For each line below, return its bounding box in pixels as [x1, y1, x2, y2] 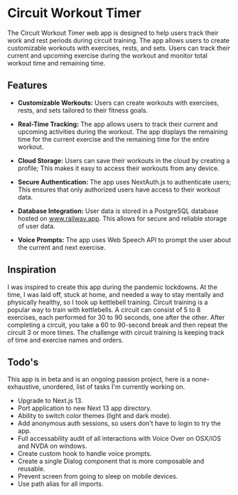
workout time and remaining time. [7, 58, 106, 67]
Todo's [7, 356, 39, 368]
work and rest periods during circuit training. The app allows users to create [7, 36, 229, 44]
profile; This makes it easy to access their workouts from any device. [17, 164, 220, 172]
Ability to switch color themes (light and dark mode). [17, 412, 172, 420]
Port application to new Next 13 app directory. [17, 404, 152, 412]
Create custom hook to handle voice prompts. [17, 449, 152, 458]
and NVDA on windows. [17, 442, 87, 450]
